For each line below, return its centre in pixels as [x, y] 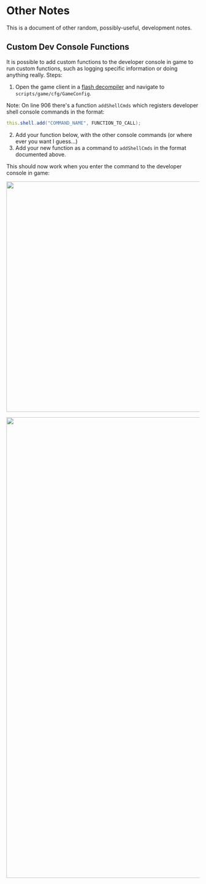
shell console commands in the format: [55, 112]
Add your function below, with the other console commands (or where [104, 135]
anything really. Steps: [34, 75]
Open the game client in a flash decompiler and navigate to [90, 87]
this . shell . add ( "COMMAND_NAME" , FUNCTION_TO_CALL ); [74, 123]
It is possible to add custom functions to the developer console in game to [100, 61]
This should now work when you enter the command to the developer [94, 166]
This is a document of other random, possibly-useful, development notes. [99, 28]
